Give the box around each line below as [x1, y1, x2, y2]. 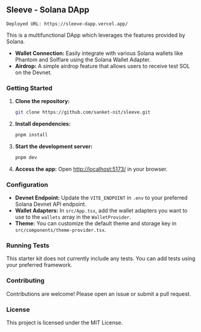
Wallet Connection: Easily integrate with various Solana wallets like [14, 49, 183, 57]
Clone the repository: [14, 98, 70, 105]
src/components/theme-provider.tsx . [14, 226, 107, 234]
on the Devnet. [14, 69, 53, 76]
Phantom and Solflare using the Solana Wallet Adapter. [14, 56, 151, 63]
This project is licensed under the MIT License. [6, 319, 123, 326]
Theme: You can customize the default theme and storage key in [14, 220, 177, 227]
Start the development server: [14, 142, 93, 150]
